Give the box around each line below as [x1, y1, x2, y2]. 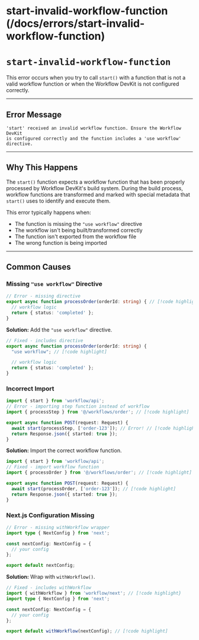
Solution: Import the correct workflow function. [6, 447, 122, 454]
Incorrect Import [6, 384, 54, 393]
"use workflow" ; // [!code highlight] [11, 349, 108, 355]
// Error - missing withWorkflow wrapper [6, 524, 110, 530]
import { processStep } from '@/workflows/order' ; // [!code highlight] [6, 409, 190, 415]
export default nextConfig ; [6, 563, 76, 569]
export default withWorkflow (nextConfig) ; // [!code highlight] [6, 628, 168, 634]
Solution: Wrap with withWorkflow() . [6, 573, 95, 581]
